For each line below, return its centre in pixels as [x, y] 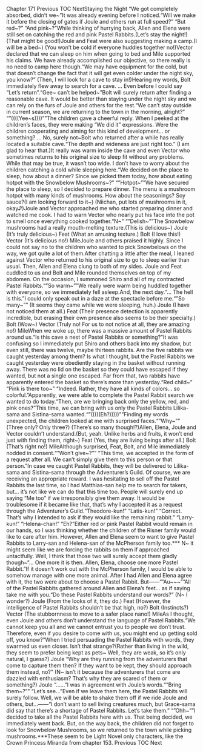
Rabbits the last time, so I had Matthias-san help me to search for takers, [97, 485]
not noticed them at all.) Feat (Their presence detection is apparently [92, 311]
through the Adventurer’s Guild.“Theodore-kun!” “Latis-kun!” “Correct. [94, 511]
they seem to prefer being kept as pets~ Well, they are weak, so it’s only [96, 653]
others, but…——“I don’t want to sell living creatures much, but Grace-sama [101, 704]
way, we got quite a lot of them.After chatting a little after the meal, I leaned [100, 253]
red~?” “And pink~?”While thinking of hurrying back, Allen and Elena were [98, 28]
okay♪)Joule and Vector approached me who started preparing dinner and [99, 208]
